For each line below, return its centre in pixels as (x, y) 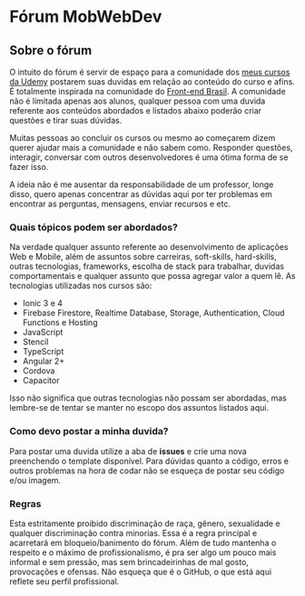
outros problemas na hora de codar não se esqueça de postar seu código (147, 471)
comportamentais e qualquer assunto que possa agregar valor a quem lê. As (152, 276)
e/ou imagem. (35, 480)
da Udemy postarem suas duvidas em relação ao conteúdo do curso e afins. (152, 82)
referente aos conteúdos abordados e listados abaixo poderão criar (135, 110)
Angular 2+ (44, 362)
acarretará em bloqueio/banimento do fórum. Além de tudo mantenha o (143, 542)
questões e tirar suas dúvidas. (66, 120)
